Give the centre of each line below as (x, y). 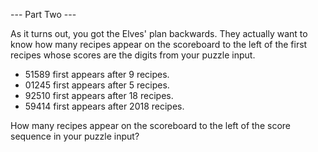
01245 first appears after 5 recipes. (97, 85)
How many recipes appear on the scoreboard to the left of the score (150, 125)
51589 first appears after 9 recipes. (97, 74)
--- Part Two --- (43, 14)
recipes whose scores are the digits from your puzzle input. (133, 55)
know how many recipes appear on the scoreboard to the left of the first (159, 44)
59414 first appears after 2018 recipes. (104, 106)
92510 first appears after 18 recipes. (99, 95)
